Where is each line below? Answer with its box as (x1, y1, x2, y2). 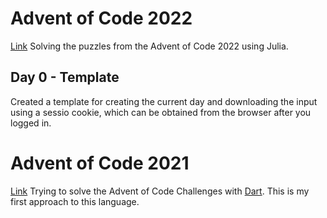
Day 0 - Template (10, 69, 120, 86)
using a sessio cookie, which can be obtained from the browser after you (10, 106, 312, 118)
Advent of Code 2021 (10, 152, 190, 174)
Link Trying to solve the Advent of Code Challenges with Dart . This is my (10, 185, 310, 197)
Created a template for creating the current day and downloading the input (10, 95, 318, 107)
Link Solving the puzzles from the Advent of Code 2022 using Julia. (10, 40, 289, 52)
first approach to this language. (10, 195, 140, 207)
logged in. (10, 117, 52, 129)
